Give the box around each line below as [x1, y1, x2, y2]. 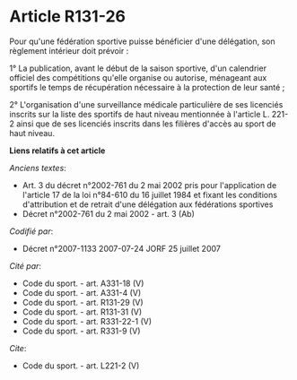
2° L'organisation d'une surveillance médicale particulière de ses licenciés [9, 99, 284, 109]
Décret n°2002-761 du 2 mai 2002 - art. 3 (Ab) [22, 208, 196, 219]
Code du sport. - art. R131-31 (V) [22, 307, 143, 317]
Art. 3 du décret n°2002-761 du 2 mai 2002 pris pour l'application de [22, 179, 277, 190]
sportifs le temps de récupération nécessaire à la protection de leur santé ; [9, 82, 285, 92]
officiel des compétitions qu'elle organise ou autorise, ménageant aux [9, 72, 267, 82]
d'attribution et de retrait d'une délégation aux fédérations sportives [22, 199, 274, 210]
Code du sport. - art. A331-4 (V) [22, 287, 142, 298]
